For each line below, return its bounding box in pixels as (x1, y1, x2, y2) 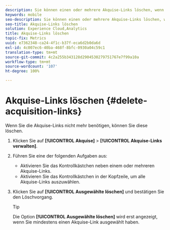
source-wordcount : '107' (5, 64, 58, 69)
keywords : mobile (5, 12, 42, 17)
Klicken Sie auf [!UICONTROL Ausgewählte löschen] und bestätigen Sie (12, 188, 164, 195)
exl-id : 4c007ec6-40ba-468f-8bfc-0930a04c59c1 (5, 45, 105, 50)
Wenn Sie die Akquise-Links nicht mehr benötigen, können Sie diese (5, 122, 148, 128)
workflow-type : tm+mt (5, 59, 51, 64)
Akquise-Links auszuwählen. (20, 178, 80, 185)
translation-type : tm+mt (5, 50, 58, 55)
